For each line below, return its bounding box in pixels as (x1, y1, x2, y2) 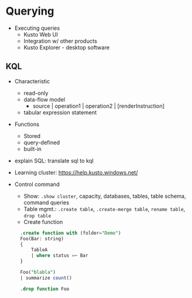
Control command (14, 181, 60, 188)
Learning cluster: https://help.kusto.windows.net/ (14, 168, 138, 176)
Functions (14, 120, 40, 128)
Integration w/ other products (23, 37, 98, 44)
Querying (5, 4, 55, 18)
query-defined (23, 139, 60, 146)
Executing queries (14, 24, 60, 32)
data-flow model (23, 95, 65, 103)
